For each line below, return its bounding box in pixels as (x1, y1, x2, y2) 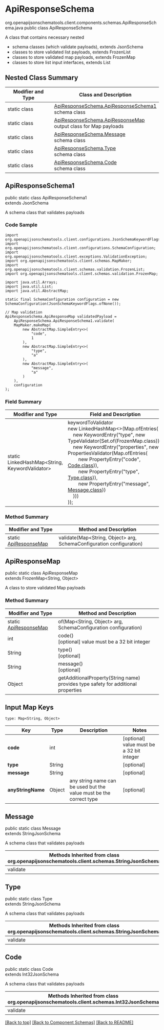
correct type (69, 796, 98, 803)
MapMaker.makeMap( (14, 322, 51, 328)
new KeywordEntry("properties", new (73, 444, 159, 451)
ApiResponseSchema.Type (54, 144, 116, 151)
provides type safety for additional (58, 680, 137, 687)
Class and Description (79, 91, 132, 98)
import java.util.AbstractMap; (5, 288, 69, 293)
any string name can (69, 777, 116, 784)
